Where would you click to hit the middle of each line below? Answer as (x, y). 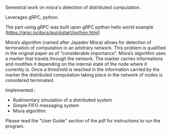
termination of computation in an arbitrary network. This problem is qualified (86, 48)
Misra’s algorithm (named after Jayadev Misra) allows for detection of (78, 42)
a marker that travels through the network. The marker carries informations (84, 59)
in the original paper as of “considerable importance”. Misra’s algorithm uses (86, 53)
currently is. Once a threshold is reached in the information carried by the (82, 69)
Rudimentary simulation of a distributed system (62, 100)
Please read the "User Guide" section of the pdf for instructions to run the (83, 121)
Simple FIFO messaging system (46, 105)
